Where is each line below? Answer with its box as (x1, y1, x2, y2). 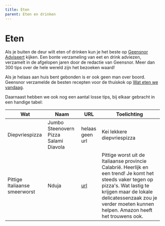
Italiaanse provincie (101, 158, 147, 165)
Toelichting (116, 111, 143, 118)
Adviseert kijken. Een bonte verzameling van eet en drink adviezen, (5, 54, 141, 60)
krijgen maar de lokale (101, 188, 153, 195)
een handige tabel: (5, 99, 43, 105)
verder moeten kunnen (101, 201, 154, 207)
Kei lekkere (101, 128, 128, 135)
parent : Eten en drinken (5, 12, 56, 17)
